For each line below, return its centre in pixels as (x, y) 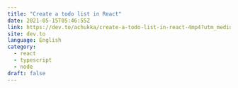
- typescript (33, 60)
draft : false (27, 73)
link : (15, 27)
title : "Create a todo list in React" (64, 14)
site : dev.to (27, 34)
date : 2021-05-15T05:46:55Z (49, 21)
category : (22, 47)
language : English (34, 40)
